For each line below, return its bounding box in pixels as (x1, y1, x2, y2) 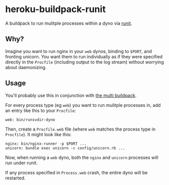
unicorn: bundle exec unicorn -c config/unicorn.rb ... (5, 145, 125, 151)
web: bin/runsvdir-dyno (5, 117, 55, 122)
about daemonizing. (5, 64, 47, 70)
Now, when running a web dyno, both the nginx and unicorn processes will (5, 154, 159, 160)
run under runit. (5, 160, 38, 166)
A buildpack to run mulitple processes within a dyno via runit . (5, 20, 133, 26)
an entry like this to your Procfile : (5, 107, 76, 113)
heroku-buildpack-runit (5, 4, 106, 15)
